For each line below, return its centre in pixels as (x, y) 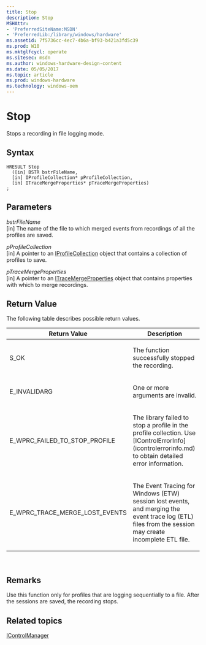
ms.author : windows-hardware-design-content (64, 63)
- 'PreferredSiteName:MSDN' (42, 29)
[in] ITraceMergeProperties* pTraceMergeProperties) (81, 183)
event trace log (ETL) (163, 517)
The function (151, 350)
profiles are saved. (30, 235)
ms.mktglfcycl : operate (37, 52)
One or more (151, 388)
